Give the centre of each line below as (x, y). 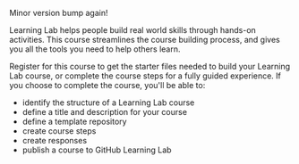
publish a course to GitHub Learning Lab (97, 150)
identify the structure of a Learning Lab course (108, 102)
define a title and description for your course (105, 112)
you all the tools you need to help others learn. (95, 49)
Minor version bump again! (59, 13)
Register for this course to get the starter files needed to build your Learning (150, 66)
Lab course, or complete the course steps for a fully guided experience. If (145, 76)
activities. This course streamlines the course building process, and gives (145, 40)
